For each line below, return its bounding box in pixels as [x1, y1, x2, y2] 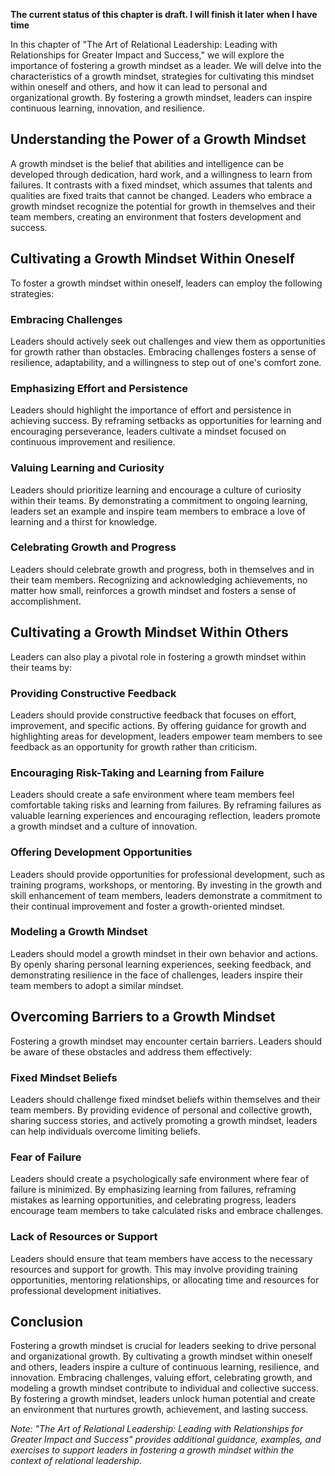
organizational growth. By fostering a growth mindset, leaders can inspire [10, 92, 313, 103]
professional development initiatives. [10, 1284, 162, 1296]
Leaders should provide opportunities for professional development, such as [10, 868, 326, 880]
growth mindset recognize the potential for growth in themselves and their [10, 200, 316, 212]
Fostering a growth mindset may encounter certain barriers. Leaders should [10, 1035, 323, 1047]
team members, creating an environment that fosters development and [10, 210, 302, 223]
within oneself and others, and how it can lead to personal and [10, 81, 268, 93]
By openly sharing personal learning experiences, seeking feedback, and [10, 958, 312, 970]
